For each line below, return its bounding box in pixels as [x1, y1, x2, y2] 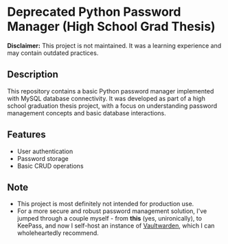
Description [7, 69, 58, 80]
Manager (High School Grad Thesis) [7, 19, 216, 34]
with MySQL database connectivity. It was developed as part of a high [7, 94, 206, 102]
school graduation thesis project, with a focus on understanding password [7, 101, 218, 110]
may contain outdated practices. [7, 49, 99, 57]
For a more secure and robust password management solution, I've [16, 207, 207, 215]
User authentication [16, 147, 73, 155]
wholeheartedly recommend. [16, 229, 100, 237]
